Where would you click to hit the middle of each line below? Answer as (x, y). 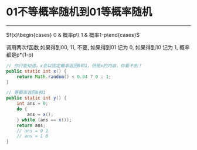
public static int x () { (36, 71)
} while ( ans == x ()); (44, 120)
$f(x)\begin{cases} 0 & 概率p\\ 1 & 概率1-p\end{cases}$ (73, 35)
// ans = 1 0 (33, 136)
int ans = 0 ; (33, 104)
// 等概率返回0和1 (26, 93)
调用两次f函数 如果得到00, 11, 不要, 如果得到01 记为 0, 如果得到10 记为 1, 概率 (98, 47)
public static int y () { (36, 98)
